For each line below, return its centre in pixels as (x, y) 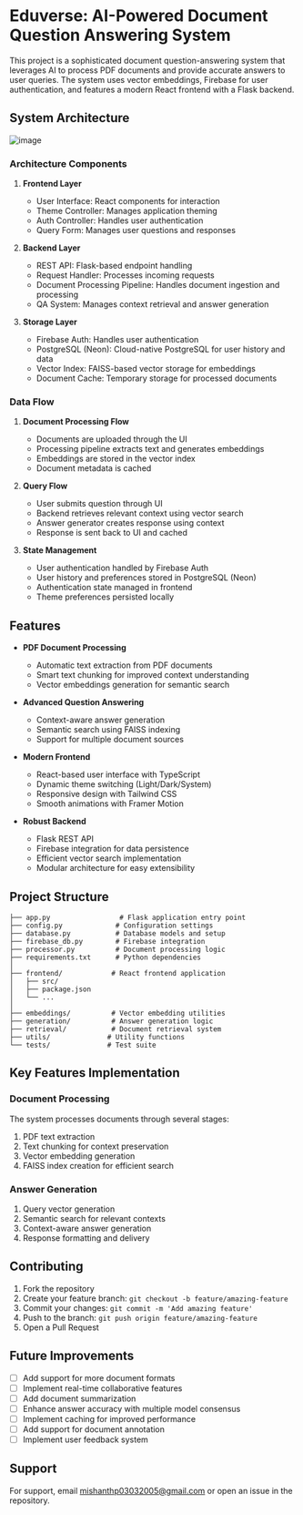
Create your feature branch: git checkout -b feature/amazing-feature (155, 1298)
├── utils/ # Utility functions (97, 1037)
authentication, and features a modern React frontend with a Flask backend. (152, 89)
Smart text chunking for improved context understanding (143, 675)
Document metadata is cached (94, 468)
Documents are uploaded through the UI (112, 439)
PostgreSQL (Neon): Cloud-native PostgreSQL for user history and (161, 349)
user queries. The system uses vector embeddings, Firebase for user (139, 79)
